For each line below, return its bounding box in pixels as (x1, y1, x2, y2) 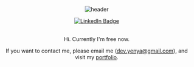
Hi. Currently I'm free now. (63, 36, 130, 42)
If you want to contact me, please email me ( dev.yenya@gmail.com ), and (5, 47, 188, 54)
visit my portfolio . (75, 54, 119, 60)
